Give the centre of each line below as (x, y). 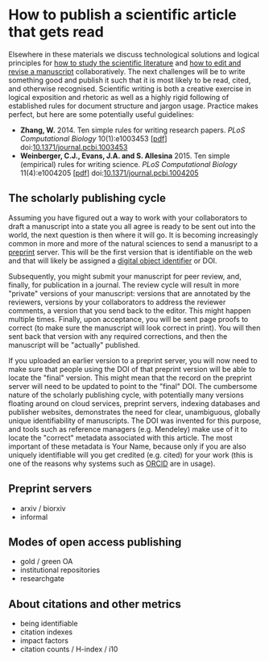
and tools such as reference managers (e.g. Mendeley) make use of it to (128, 429)
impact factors (44, 641)
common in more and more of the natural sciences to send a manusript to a (133, 243)
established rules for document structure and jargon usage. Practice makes (134, 106)
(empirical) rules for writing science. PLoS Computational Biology (128, 164)
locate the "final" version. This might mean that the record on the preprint (130, 378)
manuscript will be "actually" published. (74, 345)
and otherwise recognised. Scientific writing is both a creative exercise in (130, 88)
